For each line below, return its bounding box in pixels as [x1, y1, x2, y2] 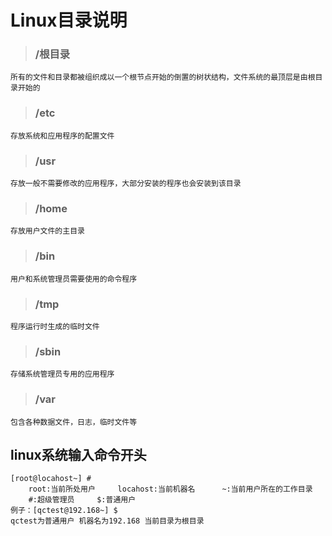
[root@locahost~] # [10, 474, 92, 484]
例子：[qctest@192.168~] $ [10, 506, 118, 516]
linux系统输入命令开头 [10, 446, 147, 463]
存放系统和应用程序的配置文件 [10, 131, 115, 141]
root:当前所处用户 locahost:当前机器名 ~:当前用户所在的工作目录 [28, 484, 313, 495]
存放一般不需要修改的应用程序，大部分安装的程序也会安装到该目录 [10, 179, 242, 189]
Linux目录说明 [10, 9, 128, 32]
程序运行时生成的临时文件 [10, 321, 100, 331]
